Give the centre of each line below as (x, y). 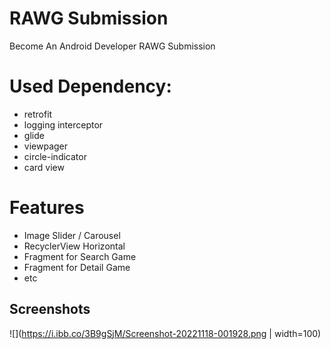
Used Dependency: (90, 86)
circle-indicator (55, 156)
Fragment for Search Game (80, 256)
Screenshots (50, 309)
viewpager (46, 146)
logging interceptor (63, 124)
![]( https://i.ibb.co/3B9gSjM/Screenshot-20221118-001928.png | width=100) (165, 333)
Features (47, 208)
